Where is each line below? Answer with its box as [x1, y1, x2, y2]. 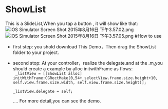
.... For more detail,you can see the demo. [12, 98, 101, 104]
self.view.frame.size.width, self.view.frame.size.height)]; [12, 80, 147, 85]
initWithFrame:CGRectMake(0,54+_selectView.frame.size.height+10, [12, 75, 158, 80]
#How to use [134, 33, 162, 39]
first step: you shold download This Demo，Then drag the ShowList [12, 43, 156, 49]
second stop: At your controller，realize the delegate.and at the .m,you [12, 60, 163, 66]
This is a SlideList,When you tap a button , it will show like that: [5, 20, 138, 26]
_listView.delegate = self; [12, 89, 73, 94]
